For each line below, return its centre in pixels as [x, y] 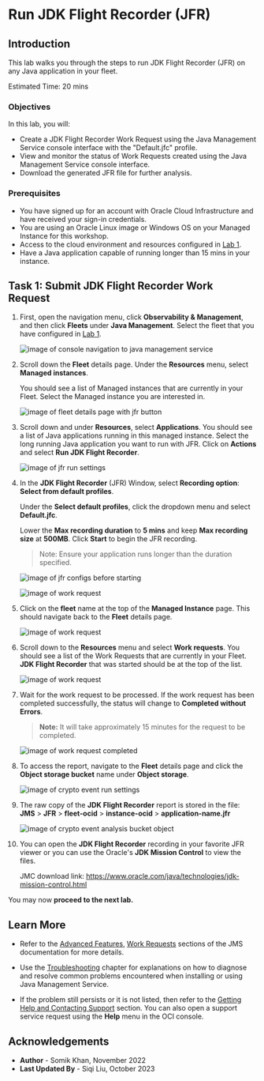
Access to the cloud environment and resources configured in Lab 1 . [130, 244]
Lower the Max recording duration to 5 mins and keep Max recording [134, 530]
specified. [56, 563]
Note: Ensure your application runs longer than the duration [136, 554]
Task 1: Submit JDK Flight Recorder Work [111, 286]
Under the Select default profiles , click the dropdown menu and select [135, 507]
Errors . [31, 712]
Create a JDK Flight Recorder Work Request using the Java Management [138, 139]
